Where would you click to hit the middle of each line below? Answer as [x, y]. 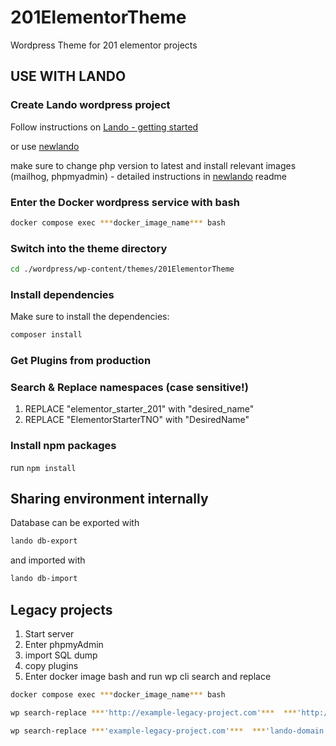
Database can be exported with [75, 523]
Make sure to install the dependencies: [90, 317]
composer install [46, 335]
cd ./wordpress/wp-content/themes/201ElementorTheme [122, 269]
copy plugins [51, 666]
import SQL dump [61, 655]
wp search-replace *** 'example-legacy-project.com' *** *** [138, 731]
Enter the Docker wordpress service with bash [125, 202]
